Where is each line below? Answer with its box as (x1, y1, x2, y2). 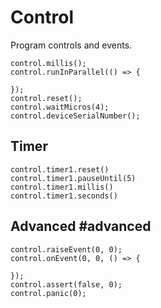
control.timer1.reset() (10, 164, 110, 175)
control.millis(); (10, 58, 87, 68)
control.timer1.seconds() (10, 191, 118, 201)
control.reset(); (10, 93, 83, 103)
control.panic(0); (10, 288, 87, 298)
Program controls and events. (10, 39, 133, 51)
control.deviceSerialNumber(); (10, 111, 141, 121)
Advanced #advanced (10, 218, 152, 235)
